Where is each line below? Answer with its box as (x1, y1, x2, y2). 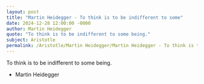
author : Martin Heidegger (6, 25, 72, 32)
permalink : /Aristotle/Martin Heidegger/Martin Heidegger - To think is (6, 43, 194, 49)
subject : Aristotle (6, 37, 56, 43)
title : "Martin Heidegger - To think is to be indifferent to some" (6, 15, 183, 21)
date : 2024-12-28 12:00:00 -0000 (6, 20, 91, 26)
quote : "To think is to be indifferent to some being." (6, 31, 151, 37)
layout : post (6, 8, 39, 15)
